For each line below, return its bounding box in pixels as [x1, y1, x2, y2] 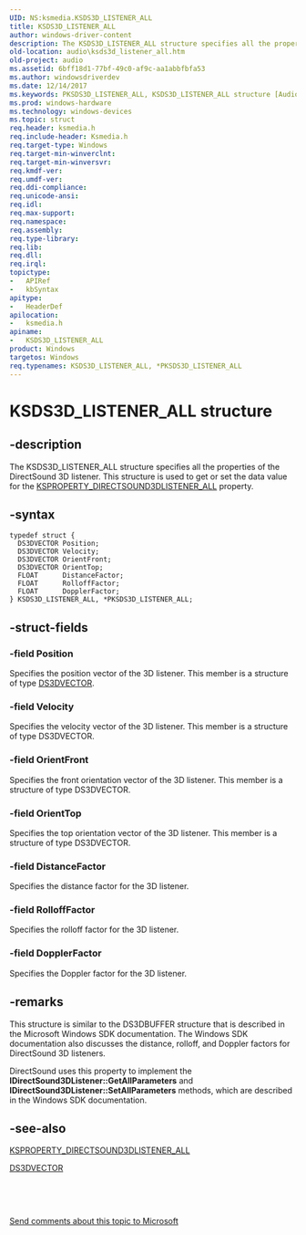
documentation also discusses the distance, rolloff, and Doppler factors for [9, 1038, 291, 1049]
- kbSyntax [9, 285, 59, 294]
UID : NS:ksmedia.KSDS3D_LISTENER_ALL [9, 13, 153, 23]
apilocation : [9, 310, 59, 319]
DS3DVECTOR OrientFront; [17, 555, 112, 564]
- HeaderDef [9, 302, 64, 311]
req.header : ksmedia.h [9, 124, 96, 133]
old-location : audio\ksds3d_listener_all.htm [9, 47, 185, 57]
